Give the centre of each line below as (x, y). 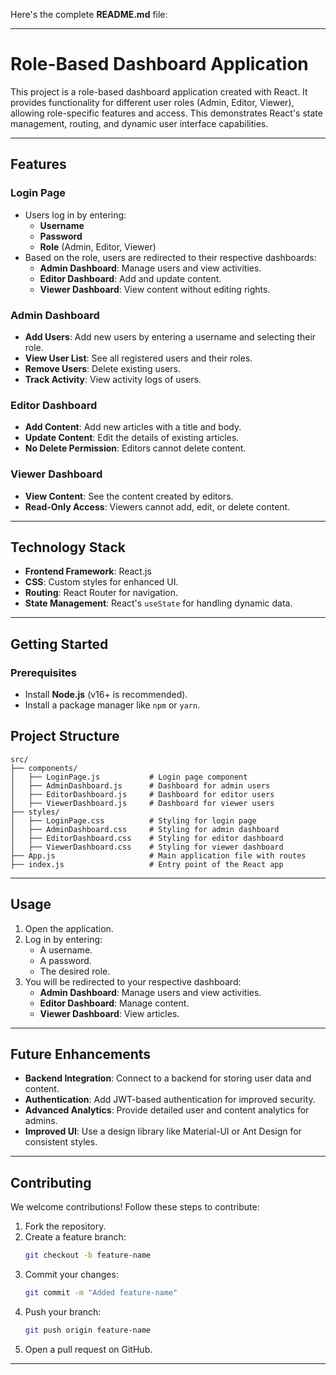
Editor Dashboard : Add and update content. (130, 278)
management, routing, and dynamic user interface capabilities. (139, 123)
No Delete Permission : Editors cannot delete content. (135, 448)
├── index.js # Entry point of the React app (147, 864)
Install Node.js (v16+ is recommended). (106, 695)
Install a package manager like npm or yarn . (112, 705)
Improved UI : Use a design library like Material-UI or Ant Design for (163, 1131)
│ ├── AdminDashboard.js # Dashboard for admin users (140, 785)
